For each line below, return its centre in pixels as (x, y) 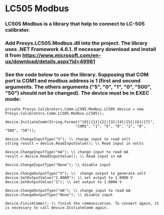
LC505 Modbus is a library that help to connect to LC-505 (75, 24)
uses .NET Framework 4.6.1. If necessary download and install (81, 49)
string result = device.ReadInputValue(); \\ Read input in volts (74, 143)
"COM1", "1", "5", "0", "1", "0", (111, 126)
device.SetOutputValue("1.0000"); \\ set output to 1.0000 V (69, 178)
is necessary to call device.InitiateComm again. (57, 208)
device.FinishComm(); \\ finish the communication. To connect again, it (82, 204)
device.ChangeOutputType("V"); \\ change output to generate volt (76, 174)
